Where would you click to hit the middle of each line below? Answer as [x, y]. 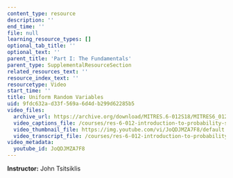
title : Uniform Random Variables [55, 98]
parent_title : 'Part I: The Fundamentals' [69, 59]
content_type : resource [42, 14]
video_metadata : [31, 143]
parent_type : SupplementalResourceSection [69, 65]
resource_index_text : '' [43, 78]
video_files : [26, 110]
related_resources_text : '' [48, 71]
